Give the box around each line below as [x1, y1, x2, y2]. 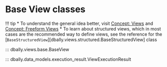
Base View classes [5, 4, 86, 15]
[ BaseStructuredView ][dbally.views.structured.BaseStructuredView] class [5, 37, 157, 43]
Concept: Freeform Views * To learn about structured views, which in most [5, 25, 161, 31]
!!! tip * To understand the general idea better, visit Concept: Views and [5, 20, 153, 26]
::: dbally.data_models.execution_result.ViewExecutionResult [5, 56, 132, 62]
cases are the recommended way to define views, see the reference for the [5, 31, 162, 37]
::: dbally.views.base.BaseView [5, 46, 69, 52]
